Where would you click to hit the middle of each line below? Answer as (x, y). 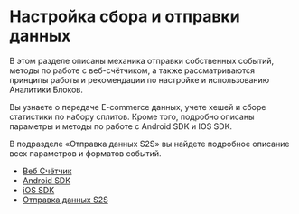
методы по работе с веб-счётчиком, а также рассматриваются (132, 70)
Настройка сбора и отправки (125, 17)
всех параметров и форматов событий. (85, 153)
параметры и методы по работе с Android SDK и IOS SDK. (121, 126)
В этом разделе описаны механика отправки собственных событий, (141, 60)
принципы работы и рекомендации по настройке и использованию (140, 79)
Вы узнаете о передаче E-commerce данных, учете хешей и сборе (138, 107)
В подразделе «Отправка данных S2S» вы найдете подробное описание (149, 144)
